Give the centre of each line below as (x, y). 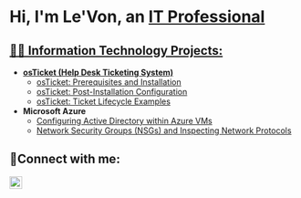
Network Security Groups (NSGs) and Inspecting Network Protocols (164, 130)
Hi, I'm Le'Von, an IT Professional (137, 17)
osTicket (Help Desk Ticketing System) (98, 72)
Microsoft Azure (54, 111)
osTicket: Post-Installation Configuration (112, 92)
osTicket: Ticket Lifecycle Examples (104, 101)
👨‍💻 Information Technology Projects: (116, 51)
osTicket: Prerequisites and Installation (109, 82)
